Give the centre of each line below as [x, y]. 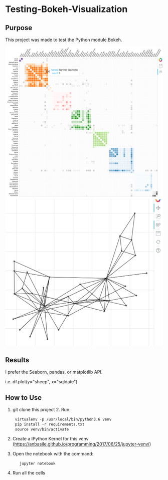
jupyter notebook [37, 463]
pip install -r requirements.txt [50, 424]
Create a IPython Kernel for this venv [50, 439]
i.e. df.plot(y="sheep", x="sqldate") [41, 382]
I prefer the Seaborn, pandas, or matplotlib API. [54, 372]
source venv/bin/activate [42, 429]
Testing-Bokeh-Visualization [66, 9]
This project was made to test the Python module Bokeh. [64, 40]
